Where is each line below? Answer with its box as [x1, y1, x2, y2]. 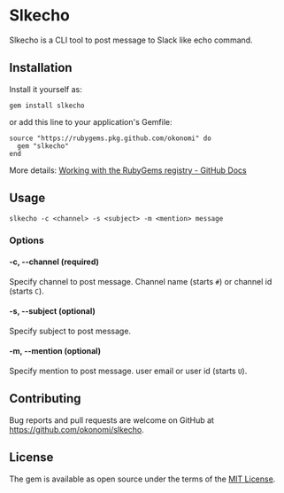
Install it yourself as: [9, 83, 82, 94]
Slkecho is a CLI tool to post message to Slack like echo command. [9, 35, 254, 45]
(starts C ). [9, 286, 44, 296]
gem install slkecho [9, 101, 86, 110]
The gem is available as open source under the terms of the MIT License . [9, 473, 276, 484]
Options [9, 234, 44, 246]
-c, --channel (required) [9, 256, 100, 267]
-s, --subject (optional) [9, 306, 96, 317]
